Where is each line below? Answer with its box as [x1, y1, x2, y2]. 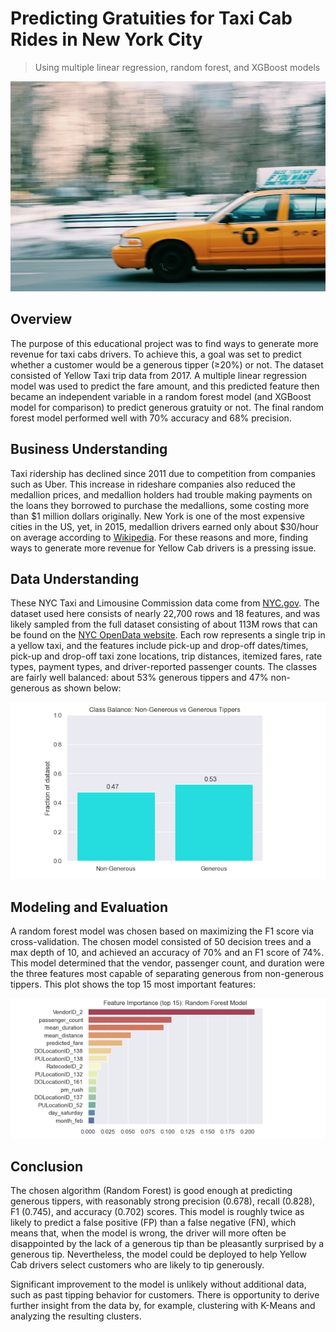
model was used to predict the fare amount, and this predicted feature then [10, 380, 320, 392]
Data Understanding [10, 570, 140, 587]
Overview [10, 311, 73, 328]
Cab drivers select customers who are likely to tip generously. [10, 1259, 265, 1271]
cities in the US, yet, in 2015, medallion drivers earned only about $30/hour [10, 520, 319, 532]
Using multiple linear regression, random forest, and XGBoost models [34, 61, 321, 73]
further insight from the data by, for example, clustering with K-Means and [10, 1300, 316, 1312]
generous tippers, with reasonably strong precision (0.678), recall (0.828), [10, 1195, 316, 1207]
